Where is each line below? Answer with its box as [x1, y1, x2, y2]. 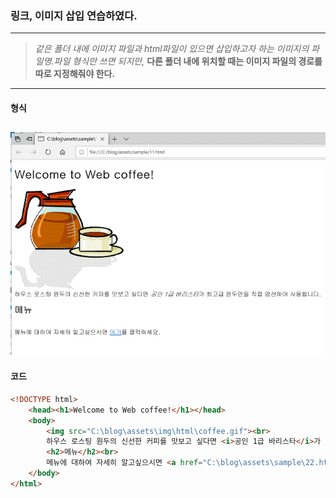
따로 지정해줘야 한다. [34, 68, 116, 80]
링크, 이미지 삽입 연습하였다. [10, 8, 138, 22]
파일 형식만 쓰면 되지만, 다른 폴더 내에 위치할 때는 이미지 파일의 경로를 [53, 55, 323, 67]
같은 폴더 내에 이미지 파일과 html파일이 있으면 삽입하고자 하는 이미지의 [34, 43, 310, 55]
